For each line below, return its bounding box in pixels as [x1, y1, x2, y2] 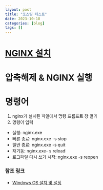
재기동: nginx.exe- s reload [12, 148, 66, 154]
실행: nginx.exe [12, 130, 42, 136]
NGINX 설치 [5, 48, 51, 59]
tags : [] [5, 25, 23, 30]
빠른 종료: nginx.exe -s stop [12, 136, 67, 142]
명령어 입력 [12, 119, 34, 125]
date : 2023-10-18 [5, 16, 41, 21]
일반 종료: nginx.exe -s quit [12, 142, 66, 148]
